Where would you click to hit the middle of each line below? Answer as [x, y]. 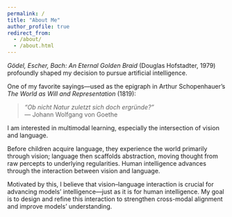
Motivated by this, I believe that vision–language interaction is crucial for [110, 184]
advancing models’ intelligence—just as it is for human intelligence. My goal [116, 192]
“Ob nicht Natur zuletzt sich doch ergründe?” [89, 107]
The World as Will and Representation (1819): [72, 94]
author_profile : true [39, 26]
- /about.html [34, 46]
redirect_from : [29, 33]
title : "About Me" [34, 20]
